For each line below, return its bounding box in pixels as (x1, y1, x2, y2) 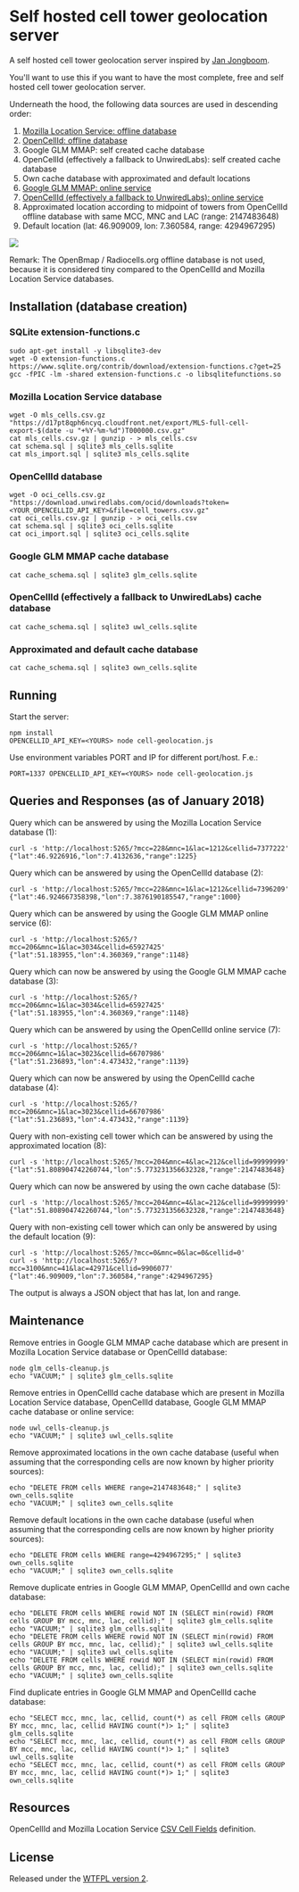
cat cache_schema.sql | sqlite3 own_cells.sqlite (9, 663, 198, 673)
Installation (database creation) (9, 299, 188, 314)
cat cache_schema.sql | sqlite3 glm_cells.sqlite (9, 570, 198, 579)
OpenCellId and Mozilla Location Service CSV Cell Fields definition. (9, 1823, 256, 1835)
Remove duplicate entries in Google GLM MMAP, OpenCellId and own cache (9, 1581, 290, 1592)
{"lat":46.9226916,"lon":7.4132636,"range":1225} (9, 851, 198, 860)
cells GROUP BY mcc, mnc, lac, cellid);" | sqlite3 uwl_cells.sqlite (9, 1639, 274, 1648)
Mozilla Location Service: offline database (21, 125, 177, 136)
